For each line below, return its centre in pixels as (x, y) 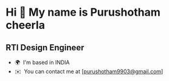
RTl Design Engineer (45, 47)
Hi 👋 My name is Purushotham (83, 12)
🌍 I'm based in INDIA (42, 62)
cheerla (25, 25)
